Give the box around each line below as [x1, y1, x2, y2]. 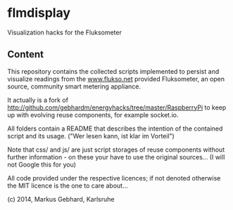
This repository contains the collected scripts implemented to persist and [7, 67, 220, 75]
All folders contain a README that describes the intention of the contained [7, 124, 223, 133]
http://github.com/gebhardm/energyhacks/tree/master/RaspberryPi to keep [7, 103, 227, 112]
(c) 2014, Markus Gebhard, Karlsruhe [7, 195, 115, 203]
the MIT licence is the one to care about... [7, 181, 128, 190]
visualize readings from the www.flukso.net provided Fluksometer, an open [7, 74, 225, 83]
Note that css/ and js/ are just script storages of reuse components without [7, 145, 225, 154]
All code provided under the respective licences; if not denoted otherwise [7, 173, 221, 182]
